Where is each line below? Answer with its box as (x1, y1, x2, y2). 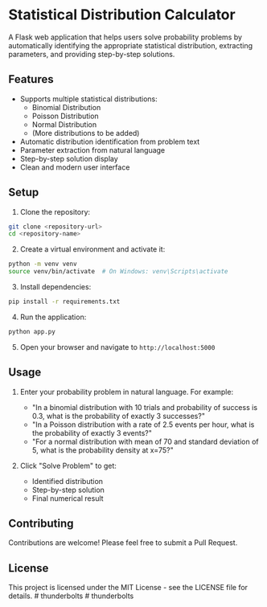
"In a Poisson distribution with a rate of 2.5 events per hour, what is (31, 420, 255, 429)
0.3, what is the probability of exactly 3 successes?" (31, 411, 205, 420)
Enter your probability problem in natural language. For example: (19, 387, 234, 396)
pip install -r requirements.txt (8, 297, 121, 306)
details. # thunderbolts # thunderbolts (8, 591, 134, 601)
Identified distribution (31, 476, 103, 486)
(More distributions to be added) (31, 128, 140, 137)
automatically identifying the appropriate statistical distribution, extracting (8, 40, 253, 50)
